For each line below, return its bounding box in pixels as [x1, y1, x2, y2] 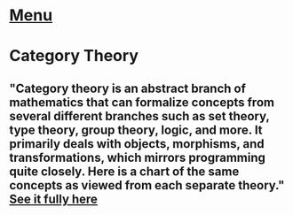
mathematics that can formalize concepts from [9, 95, 275, 110]
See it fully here [9, 191, 98, 206]
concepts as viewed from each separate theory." [9, 178, 285, 193]
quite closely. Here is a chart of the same [9, 164, 240, 179]
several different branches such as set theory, [9, 108, 270, 124]
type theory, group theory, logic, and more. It [9, 122, 264, 137]
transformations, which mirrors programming [9, 150, 266, 165]
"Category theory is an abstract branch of [9, 81, 247, 96]
